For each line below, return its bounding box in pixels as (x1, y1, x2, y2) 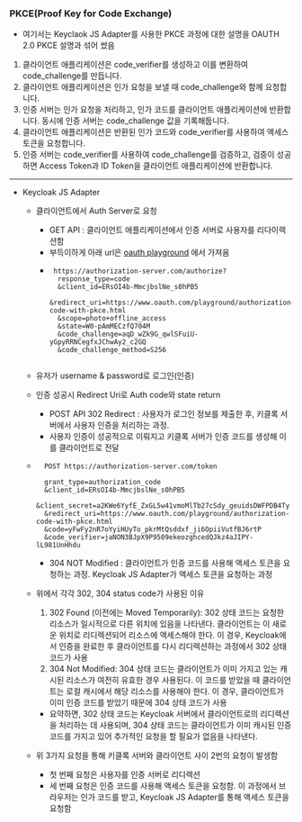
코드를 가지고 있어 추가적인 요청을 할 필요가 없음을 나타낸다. (49, 731, 258, 742)
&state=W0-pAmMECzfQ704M (57, 322, 151, 331)
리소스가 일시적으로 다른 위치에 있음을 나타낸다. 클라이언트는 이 (49, 619, 271, 629)
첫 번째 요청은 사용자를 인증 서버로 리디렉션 (49, 769, 200, 781)
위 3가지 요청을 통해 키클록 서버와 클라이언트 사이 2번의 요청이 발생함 (35, 750, 279, 761)
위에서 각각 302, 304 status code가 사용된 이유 (35, 588, 205, 599)
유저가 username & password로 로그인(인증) (35, 370, 195, 381)
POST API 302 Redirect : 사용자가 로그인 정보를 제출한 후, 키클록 (49, 409, 279, 420)
